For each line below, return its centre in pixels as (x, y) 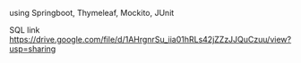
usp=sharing (33, 49)
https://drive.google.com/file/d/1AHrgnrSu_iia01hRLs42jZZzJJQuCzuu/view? (150, 39)
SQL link (25, 30)
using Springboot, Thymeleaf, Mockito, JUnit (92, 13)
